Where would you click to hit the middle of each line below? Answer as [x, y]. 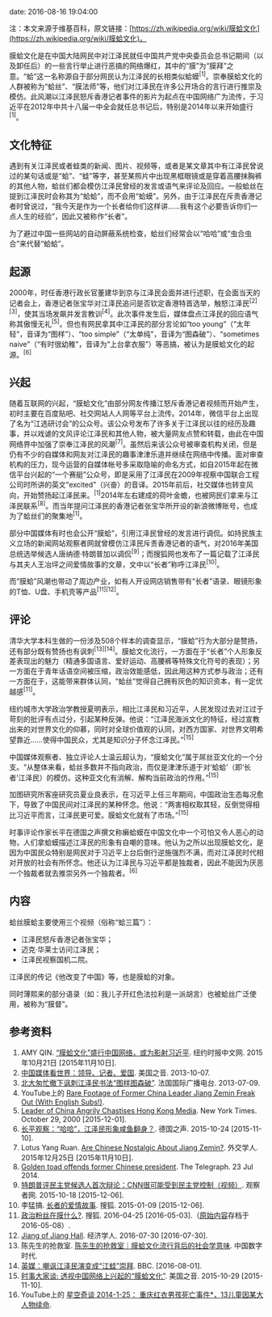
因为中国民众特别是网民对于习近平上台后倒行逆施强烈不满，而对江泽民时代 [133, 853]
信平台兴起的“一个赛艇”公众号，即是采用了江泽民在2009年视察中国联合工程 [134, 475]
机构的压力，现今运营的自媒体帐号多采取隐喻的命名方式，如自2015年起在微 [134, 465]
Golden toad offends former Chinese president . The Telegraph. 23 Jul [137, 1167]
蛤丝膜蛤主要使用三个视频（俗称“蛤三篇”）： [82, 922]
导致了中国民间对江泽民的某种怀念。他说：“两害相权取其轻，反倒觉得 [138, 804]
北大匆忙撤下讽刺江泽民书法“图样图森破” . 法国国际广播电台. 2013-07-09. [140, 1083]
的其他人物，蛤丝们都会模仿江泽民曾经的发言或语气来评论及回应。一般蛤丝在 [136, 186]
